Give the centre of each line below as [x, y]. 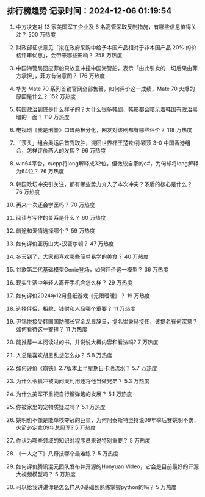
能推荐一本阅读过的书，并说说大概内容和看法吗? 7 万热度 [87, 342]
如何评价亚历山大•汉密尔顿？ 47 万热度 [65, 244]
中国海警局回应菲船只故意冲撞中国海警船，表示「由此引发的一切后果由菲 [106, 68]
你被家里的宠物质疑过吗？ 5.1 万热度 [61, 407]
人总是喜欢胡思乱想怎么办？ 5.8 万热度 [64, 355]
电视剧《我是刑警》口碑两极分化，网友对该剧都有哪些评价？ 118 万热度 [104, 129]
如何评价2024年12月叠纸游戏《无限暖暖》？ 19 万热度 [83, 296]
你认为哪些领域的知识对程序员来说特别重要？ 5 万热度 [83, 440]
